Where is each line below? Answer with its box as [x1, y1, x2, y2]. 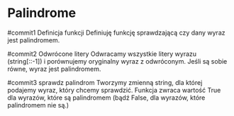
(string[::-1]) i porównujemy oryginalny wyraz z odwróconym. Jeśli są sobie [7, 57, 228, 65]
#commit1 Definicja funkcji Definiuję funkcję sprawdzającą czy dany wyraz [7, 28, 225, 37]
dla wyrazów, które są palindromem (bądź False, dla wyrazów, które [7, 93, 206, 102]
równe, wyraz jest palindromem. [7, 64, 101, 73]
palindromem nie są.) [7, 100, 69, 109]
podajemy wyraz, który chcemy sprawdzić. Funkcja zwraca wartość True [7, 86, 221, 94]
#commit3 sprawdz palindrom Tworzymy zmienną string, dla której [7, 78, 203, 86]
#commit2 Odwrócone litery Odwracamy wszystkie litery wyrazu [7, 50, 197, 58]
